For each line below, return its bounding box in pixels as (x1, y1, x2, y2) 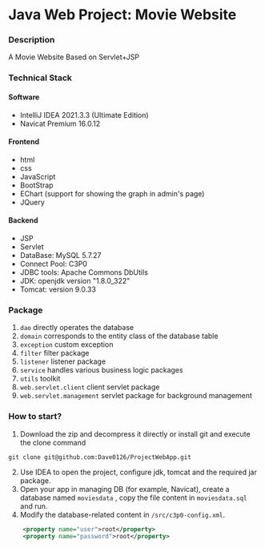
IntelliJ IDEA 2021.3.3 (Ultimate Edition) (19, 110, 150, 119)
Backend (8, 216, 38, 225)
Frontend (8, 137, 40, 147)
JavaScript (19, 171, 56, 181)
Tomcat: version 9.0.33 (19, 284, 96, 294)
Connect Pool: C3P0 (19, 259, 88, 269)
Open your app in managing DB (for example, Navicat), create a (19, 484, 230, 494)
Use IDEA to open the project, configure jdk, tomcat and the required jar (19, 467, 258, 477)
